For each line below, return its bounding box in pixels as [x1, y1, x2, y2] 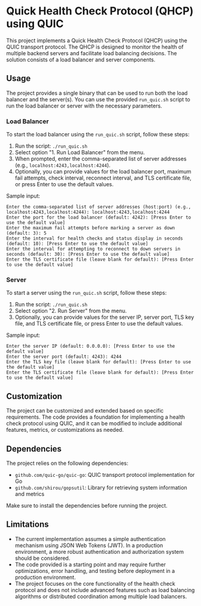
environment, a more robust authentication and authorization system [14, 548, 184, 555]
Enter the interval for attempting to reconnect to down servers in [6, 246, 181, 252]
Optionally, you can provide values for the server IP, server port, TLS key [14, 314, 194, 321]
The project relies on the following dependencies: [6, 459, 129, 467]
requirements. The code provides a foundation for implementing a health [6, 413, 185, 421]
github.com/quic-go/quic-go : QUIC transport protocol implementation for [14, 471, 195, 478]
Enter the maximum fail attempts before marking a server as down [6, 225, 175, 231]
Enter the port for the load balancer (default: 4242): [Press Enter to [6, 214, 191, 220]
